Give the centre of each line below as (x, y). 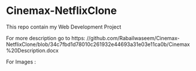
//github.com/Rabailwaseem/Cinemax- (133, 38)
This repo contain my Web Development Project (64, 27)
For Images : (21, 62)
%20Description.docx (32, 50)
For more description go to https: (46, 38)
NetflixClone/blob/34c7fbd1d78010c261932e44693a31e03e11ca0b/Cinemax (98, 44)
